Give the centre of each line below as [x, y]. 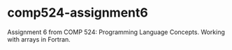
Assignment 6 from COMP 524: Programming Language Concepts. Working [116, 32]
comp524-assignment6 [78, 13]
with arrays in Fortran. [39, 39]
